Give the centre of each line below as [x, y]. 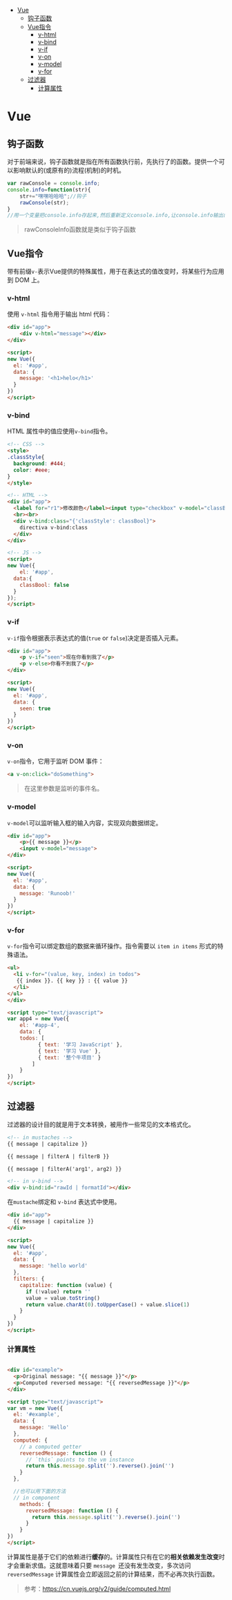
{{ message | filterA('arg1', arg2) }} [65, 1169]
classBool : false [45, 585]
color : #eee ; [32, 470]
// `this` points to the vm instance [80, 1460]
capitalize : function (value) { [66, 1285]
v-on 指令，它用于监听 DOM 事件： [56, 761]
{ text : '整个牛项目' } [69, 1057]
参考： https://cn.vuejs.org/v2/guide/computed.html [97, 1588]
